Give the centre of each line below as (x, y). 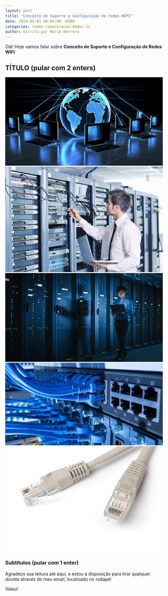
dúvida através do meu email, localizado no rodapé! (58, 579)
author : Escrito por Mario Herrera (42, 32)
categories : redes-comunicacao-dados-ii (48, 27)
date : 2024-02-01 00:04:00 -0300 (40, 21)
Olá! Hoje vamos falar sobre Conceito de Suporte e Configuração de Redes (84, 47)
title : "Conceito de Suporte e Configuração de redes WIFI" (69, 16)
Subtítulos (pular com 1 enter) (42, 563)
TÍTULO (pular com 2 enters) (50, 68)
